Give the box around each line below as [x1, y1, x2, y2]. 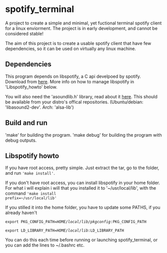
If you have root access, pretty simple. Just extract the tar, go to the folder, [5, 165, 159, 171]
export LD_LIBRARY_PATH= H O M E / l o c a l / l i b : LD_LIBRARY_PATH [5, 228, 124, 233]
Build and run [5, 119, 47, 127]
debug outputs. [5, 137, 37, 143]
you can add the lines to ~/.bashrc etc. [5, 242, 85, 248]
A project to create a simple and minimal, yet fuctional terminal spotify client [5, 20, 162, 26]
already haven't [5, 210, 37, 216]
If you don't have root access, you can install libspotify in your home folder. [5, 180, 160, 186]
